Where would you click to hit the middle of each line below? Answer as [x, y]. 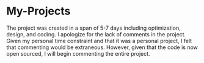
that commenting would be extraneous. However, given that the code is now [102, 47]
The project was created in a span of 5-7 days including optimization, [94, 28]
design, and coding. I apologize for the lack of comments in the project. [96, 34]
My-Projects [38, 11]
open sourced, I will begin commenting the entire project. [78, 53]
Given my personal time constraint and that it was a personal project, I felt [99, 41]
